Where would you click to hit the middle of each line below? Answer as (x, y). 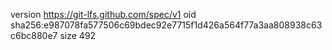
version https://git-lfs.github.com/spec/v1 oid (103, 14)
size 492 (78, 35)
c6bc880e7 (34, 35)
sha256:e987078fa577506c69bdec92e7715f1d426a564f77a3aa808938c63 (166, 25)
